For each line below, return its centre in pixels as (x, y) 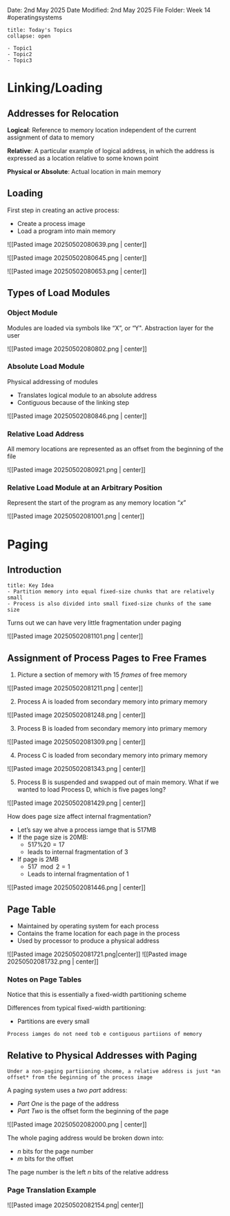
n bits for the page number (55, 1152)
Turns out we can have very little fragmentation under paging (94, 623)
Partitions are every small (53, 1021)
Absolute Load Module (46, 367)
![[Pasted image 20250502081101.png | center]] (75, 636)
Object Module (32, 313)
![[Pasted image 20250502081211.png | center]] (75, 688)
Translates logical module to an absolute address (87, 395)
